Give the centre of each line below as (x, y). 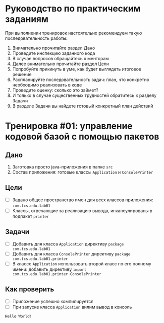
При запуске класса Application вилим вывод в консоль (72, 307)
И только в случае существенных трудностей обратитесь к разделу (84, 95)
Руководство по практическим (73, 9)
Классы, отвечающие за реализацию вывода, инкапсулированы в (82, 210)
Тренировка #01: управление (69, 126)
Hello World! (19, 316)
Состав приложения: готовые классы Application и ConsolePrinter (83, 172)
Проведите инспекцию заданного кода (54, 53)
